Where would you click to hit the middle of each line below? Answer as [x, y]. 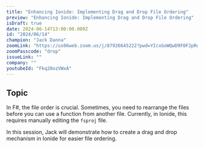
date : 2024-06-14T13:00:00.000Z [47, 29]
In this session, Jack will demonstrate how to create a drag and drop [92, 132]
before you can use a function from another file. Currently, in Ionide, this [97, 114]
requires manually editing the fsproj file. [57, 120]
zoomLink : [19, 46]
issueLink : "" [24, 57]
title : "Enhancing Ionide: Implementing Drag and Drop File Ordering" [97, 12]
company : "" [21, 62]
